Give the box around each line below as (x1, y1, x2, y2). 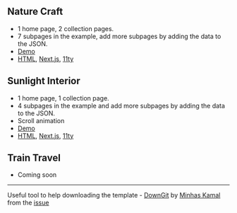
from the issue (7, 198, 49, 207)
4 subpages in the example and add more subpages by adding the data (17, 101, 226, 110)
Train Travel (7, 152, 61, 164)
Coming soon (17, 171, 57, 179)
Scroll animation (17, 116, 65, 125)
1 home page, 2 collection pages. (17, 24, 114, 33)
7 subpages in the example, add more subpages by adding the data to (17, 32, 221, 40)
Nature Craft (7, 6, 63, 18)
